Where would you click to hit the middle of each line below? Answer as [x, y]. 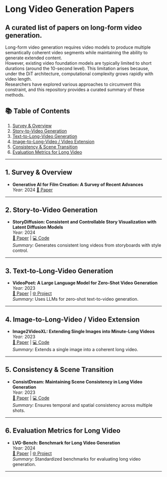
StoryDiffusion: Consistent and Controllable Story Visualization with [84, 222]
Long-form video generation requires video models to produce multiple [78, 47]
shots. [19, 410]
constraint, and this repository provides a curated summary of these [75, 90]
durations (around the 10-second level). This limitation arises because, [77, 68]
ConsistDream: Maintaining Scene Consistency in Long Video [77, 381]
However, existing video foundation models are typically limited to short [78, 63]
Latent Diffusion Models [38, 227]
